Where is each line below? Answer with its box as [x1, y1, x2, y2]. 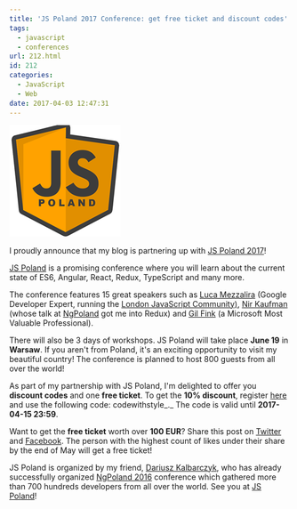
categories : [9, 71, 53, 80]
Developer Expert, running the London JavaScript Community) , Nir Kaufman [9, 298, 288, 309]
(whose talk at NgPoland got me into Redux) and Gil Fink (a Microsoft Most [9, 308, 283, 319]
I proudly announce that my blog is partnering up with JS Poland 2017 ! [9, 245, 267, 255]
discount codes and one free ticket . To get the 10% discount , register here [9, 390, 287, 400]
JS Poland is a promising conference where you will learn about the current [9, 263, 285, 273]
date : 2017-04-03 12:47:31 [9, 99, 109, 108]
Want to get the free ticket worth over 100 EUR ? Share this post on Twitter [9, 425, 282, 436]
